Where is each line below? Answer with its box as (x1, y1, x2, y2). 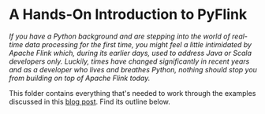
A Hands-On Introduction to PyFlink (9, 6, 248, 24)
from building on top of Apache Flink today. (9, 73, 151, 83)
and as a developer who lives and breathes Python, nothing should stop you (9, 64, 257, 74)
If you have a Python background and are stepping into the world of (9, 31, 231, 41)
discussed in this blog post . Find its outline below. (9, 97, 170, 106)
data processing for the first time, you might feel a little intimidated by (24, 39, 252, 49)
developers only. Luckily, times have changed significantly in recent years (9, 57, 250, 66)
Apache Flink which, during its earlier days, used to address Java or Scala (9, 48, 252, 57)
